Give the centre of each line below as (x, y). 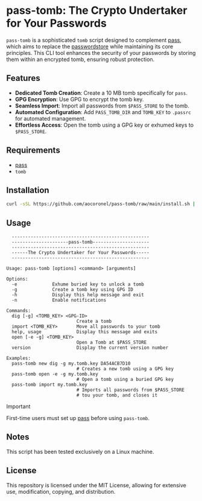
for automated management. (50, 118)
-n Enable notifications (59, 300)
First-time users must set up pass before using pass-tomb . (78, 418)
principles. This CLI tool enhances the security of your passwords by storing (101, 53)
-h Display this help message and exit (78, 295)
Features (23, 78)
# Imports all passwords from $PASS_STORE (131, 390)
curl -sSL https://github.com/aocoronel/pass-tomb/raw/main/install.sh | (101, 204)
